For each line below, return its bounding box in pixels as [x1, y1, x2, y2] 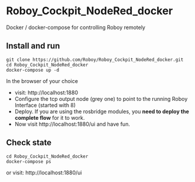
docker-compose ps [6, 158, 51, 164]
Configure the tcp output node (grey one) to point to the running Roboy [14, 95, 188, 102]
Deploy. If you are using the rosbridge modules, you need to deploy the [14, 108, 189, 115]
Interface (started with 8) [14, 101, 76, 108]
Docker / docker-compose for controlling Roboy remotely [6, 24, 146, 31]
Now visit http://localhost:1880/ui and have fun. [14, 120, 130, 127]
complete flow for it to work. [14, 114, 85, 121]
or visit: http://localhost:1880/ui [6, 169, 82, 176]
